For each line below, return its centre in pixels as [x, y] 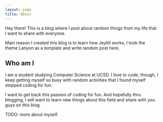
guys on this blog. [23, 105]
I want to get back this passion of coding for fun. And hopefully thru [73, 95]
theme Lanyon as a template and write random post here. [63, 48]
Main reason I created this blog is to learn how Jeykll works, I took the [75, 42]
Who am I [19, 63]
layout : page [18, 10]
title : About [18, 14]
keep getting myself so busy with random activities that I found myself [75, 80]
